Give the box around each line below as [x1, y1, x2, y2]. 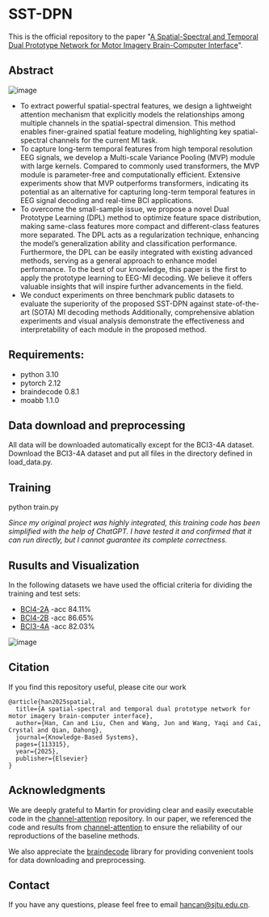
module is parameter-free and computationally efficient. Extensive [19, 169, 241, 179]
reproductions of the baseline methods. [8, 830, 140, 840]
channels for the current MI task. [48, 135, 158, 145]
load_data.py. [8, 457, 53, 467]
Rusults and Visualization [8, 558, 140, 572]
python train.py [8, 503, 59, 512]
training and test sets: [8, 588, 81, 598]
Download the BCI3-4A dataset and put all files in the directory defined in [8, 448, 253, 458]
